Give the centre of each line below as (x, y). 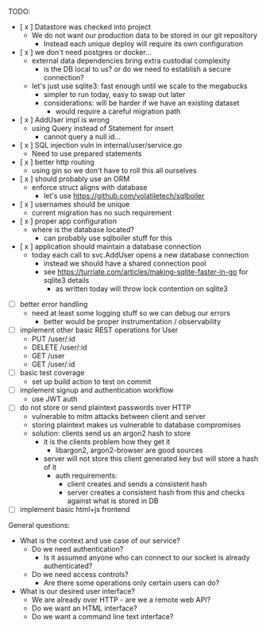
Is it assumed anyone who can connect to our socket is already (146, 558)
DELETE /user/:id (59, 347)
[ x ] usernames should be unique (75, 204)
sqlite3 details (66, 280)
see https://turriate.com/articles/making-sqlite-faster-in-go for (146, 272)
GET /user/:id (53, 364)
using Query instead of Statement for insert (102, 128)
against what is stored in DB (113, 501)
